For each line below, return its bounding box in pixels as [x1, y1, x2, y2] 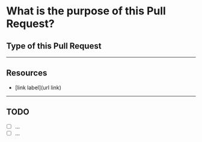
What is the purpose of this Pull [6, 4, 167, 18]
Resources [6, 68, 47, 78]
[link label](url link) [14, 84, 62, 91]
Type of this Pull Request [6, 41, 102, 51]
